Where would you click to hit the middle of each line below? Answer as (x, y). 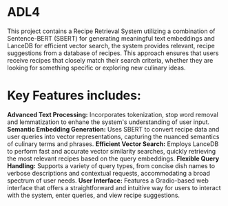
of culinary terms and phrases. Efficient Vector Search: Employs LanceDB (113, 144)
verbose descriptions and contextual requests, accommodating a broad (108, 173)
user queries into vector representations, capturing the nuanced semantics (113, 136)
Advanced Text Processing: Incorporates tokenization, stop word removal (113, 114)
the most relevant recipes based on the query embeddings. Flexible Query (113, 158)
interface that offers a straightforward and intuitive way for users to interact (114, 187)
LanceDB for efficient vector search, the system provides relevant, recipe (111, 45)
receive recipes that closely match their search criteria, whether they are (110, 60)
